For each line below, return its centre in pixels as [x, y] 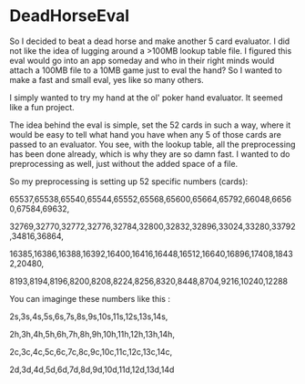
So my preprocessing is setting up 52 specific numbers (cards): [129, 181]
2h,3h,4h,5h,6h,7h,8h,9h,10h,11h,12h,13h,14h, [92, 334]
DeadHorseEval [70, 16]
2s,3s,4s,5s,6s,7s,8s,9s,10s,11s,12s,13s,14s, [89, 317]
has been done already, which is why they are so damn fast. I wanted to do [150, 154]
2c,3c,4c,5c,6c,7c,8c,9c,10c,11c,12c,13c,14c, [91, 351]
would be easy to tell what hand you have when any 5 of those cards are [146, 134]
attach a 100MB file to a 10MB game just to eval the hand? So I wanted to [146, 70]
